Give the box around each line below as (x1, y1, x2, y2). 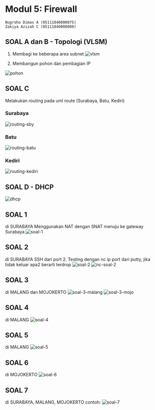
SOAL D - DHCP (5, 182, 54, 191)
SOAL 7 (5, 386, 28, 395)
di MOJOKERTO (5, 372, 38, 378)
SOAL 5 (5, 331, 29, 339)
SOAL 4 (5, 303, 29, 312)
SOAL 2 (5, 243, 29, 251)
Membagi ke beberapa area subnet (12, 51, 84, 57)
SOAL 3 (5, 276, 29, 285)
